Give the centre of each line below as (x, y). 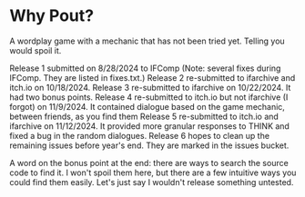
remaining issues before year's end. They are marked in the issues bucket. (149, 145)
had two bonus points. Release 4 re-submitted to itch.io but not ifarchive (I (149, 97)
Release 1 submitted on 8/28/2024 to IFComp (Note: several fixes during (145, 68)
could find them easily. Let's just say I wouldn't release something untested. (152, 182)
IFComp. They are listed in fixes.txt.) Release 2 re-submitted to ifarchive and (152, 77)
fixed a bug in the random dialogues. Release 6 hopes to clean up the (140, 135)
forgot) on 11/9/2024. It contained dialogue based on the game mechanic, (147, 106)
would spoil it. (36, 50)
